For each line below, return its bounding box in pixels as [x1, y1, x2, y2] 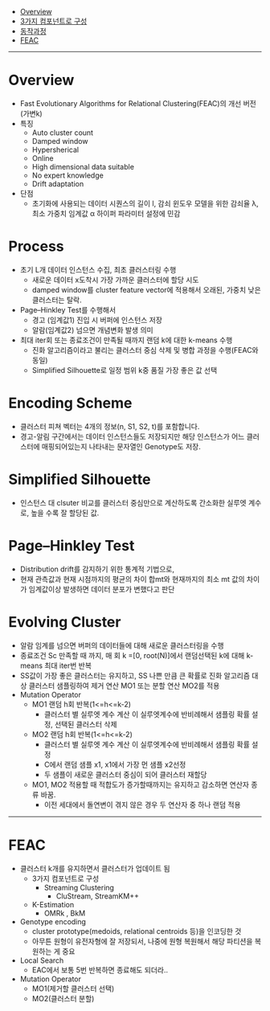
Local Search [19, 956, 64, 965]
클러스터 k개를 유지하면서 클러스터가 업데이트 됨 [19, 863, 170, 873]
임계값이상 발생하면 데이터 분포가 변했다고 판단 [28, 584, 175, 594]
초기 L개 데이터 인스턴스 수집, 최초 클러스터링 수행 [19, 264, 177, 274]
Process [8, 237, 64, 256]
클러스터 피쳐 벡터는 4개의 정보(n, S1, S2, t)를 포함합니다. [19, 421, 200, 431]
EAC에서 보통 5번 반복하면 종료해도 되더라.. [31, 964, 169, 975]
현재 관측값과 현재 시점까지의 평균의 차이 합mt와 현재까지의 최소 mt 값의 [19, 574, 245, 583]
